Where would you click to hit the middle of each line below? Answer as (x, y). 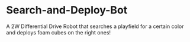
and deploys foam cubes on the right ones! (59, 32)
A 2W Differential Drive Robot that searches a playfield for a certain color (95, 26)
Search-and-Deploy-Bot (67, 10)
